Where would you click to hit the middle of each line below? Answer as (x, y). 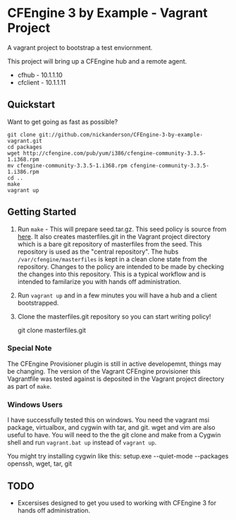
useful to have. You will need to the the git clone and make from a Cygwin (114, 435)
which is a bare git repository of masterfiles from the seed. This (110, 244)
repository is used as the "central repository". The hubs (98, 252)
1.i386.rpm (23, 172)
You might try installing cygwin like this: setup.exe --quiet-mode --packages (118, 456)
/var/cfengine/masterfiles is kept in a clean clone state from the (112, 259)
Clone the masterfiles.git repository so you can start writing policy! (114, 317)
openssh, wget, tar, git (40, 463)
